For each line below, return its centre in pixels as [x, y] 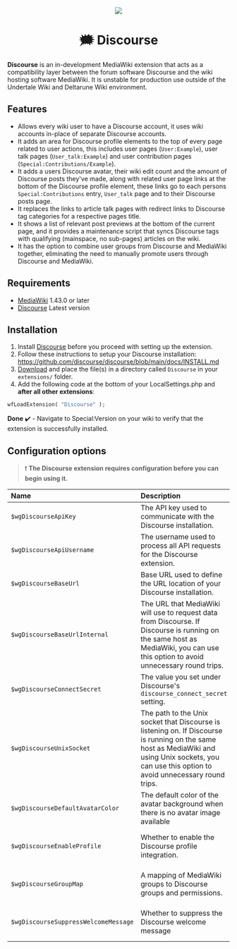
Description [161, 496]
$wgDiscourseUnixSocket [51, 748]
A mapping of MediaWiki [181, 876]
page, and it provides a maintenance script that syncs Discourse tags [118, 231]
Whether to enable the [178, 838]
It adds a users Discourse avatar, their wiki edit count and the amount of [122, 171]
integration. [159, 855]
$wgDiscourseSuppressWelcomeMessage [72, 922]
